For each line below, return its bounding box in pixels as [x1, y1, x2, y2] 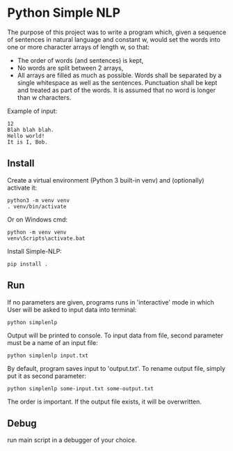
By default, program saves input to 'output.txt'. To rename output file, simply [7, 364, 226, 372]
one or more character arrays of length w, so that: [7, 43, 150, 51]
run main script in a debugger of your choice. [7, 436, 137, 444]
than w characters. [17, 93, 72, 102]
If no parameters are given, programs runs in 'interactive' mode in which [7, 298, 214, 306]
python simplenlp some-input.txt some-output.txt [7, 385, 154, 392]
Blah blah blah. [7, 126, 54, 133]
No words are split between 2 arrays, [17, 63, 124, 72]
